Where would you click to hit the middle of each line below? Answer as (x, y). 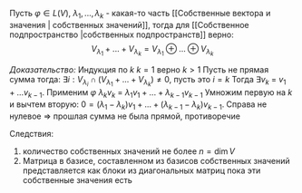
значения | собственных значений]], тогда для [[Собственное (129, 24)
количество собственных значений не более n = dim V (129, 151)
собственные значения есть (78, 179)
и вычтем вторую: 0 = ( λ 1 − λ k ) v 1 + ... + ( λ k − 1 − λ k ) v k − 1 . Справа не (138, 105)
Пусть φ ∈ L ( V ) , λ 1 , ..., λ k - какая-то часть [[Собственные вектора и (140, 14)
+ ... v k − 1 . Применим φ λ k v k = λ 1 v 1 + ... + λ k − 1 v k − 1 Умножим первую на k (151, 93)
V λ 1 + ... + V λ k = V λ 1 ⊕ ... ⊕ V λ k (152, 50)
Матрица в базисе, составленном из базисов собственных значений (156, 160)
